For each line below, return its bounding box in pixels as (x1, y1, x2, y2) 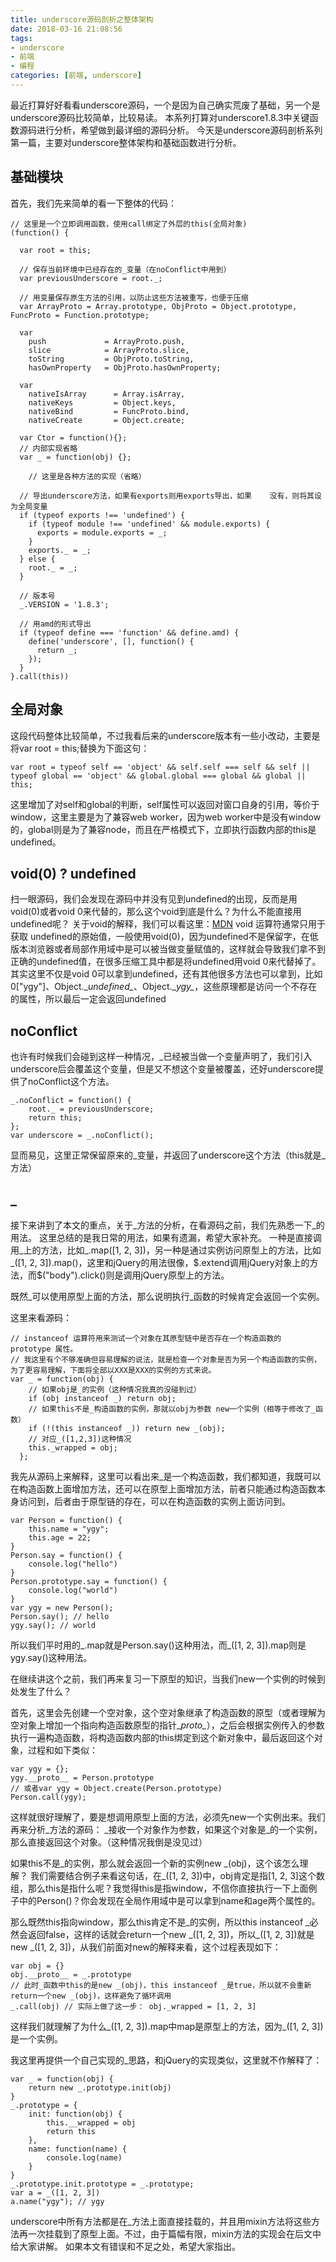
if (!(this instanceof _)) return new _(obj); (28, 1423, 226, 1433)
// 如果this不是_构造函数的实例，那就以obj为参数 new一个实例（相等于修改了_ (28, 1404, 317, 1414)
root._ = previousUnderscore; (28, 1104, 155, 1115)
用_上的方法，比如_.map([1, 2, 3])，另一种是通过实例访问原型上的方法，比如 (10, 1244, 322, 1256)
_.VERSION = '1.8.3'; (19, 599, 110, 610)
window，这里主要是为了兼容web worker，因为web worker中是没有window (10, 811, 322, 823)
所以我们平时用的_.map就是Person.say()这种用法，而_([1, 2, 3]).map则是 (10, 1639, 307, 1651)
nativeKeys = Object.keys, (28, 397, 177, 408)
